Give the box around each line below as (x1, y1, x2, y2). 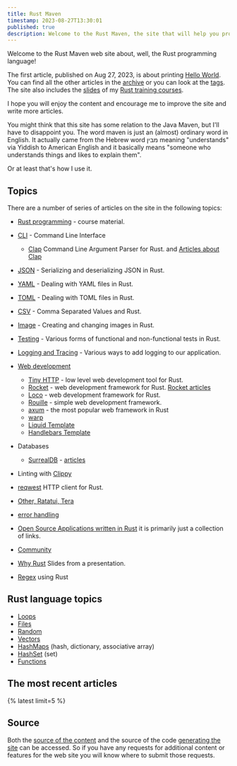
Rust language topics (7, 593, 102, 605)
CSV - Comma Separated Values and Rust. (17, 307, 142, 315)
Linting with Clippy (17, 470, 72, 478)
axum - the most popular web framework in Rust (28, 406, 169, 414)
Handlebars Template (28, 429, 91, 437)
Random (17, 627, 42, 635)
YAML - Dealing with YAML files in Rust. (17, 280, 134, 289)
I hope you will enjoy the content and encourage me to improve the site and (7, 100, 227, 108)
